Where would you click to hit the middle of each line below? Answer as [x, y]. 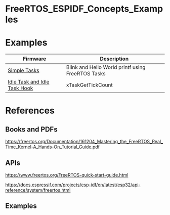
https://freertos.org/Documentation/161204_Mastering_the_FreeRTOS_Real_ [84, 142]
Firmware [34, 59]
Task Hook [20, 88]
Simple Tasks [24, 70]
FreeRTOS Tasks [86, 74]
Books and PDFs [31, 129]
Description [114, 59]
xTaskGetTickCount [89, 85]
